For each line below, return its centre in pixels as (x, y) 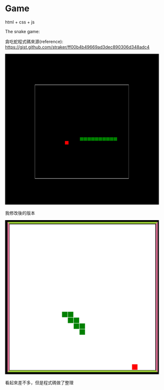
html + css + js (20, 22)
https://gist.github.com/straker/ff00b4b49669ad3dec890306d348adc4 (77, 47)
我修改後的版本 (20, 213)
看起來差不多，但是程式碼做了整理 (39, 383)
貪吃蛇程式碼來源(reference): (34, 41)
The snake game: (22, 31)
